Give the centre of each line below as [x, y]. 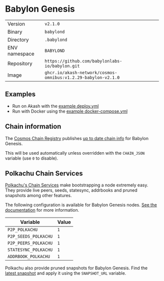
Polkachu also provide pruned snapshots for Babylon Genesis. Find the [76, 268]
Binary [15, 32]
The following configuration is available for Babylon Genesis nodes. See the [81, 205]
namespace [21, 54]
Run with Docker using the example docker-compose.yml [70, 111]
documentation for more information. [42, 210]
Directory [18, 40]
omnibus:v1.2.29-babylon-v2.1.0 [82, 77]
